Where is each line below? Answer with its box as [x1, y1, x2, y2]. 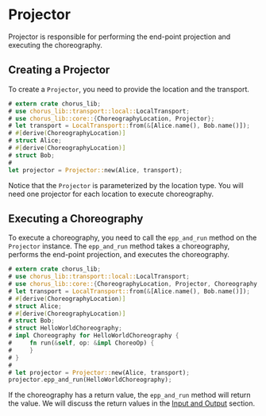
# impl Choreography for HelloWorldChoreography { [8, 332, 179, 340]
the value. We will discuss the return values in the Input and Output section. [8, 399, 256, 408]
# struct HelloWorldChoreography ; [8, 324, 123, 333]
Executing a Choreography [8, 212, 144, 225]
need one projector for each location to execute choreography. [8, 189, 214, 198]
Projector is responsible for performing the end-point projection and [8, 32, 231, 41]
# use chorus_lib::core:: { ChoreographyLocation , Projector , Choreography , [8, 280, 261, 288]
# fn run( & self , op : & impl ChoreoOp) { [8, 339, 155, 347]
